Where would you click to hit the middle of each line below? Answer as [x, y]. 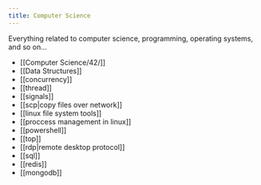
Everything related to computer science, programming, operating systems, [131, 38]
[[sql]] [30, 155]
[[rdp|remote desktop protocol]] [72, 147]
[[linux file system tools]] [61, 113]
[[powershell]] [43, 130]
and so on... [28, 47]
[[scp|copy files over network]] [71, 104]
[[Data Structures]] [51, 71]
